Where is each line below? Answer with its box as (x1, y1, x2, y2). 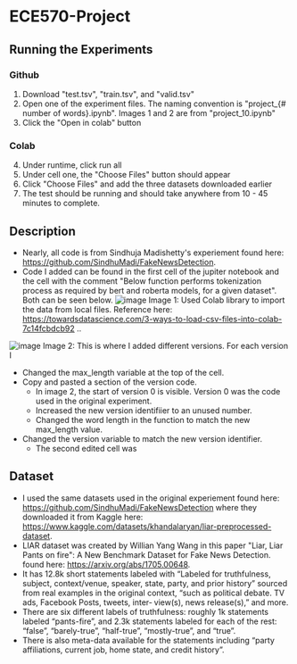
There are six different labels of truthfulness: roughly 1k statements (21, 606, 269, 617)
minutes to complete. (21, 198, 101, 209)
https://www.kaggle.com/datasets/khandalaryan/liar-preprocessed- (21, 520, 272, 532)
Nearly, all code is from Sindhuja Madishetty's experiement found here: (21, 247, 285, 258)
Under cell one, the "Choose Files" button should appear (21, 170, 231, 180)
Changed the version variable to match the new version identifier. (21, 433, 263, 444)
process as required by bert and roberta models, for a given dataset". (21, 285, 277, 295)
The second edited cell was (35, 443, 137, 453)
